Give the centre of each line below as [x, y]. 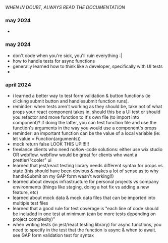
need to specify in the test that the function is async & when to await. [84, 230]
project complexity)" [34, 219]
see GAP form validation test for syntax [53, 235]
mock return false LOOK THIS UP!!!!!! [51, 144]
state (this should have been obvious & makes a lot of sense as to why [86, 171]
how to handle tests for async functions [54, 61]
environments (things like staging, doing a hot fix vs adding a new [81, 187]
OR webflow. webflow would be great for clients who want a [75, 155]
